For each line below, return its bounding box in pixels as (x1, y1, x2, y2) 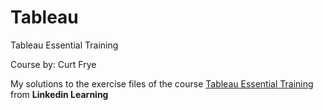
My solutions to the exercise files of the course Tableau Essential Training (10, 77, 314, 90)
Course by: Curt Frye (10, 58, 97, 70)
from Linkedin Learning (10, 88, 109, 100)
